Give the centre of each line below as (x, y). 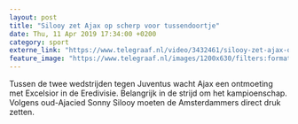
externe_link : (35, 50)
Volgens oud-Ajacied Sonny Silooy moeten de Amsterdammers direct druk (145, 102)
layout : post (33, 17)
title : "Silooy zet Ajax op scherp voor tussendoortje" (114, 26)
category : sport (39, 42)
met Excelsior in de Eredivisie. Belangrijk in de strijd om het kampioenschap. (149, 93)
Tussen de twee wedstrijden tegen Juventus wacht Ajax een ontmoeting (141, 84)
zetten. (22, 112)
